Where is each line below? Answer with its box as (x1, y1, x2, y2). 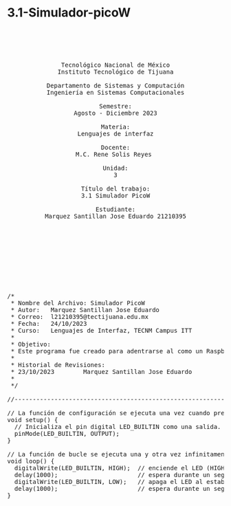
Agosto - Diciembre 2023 (74, 109, 157, 117)
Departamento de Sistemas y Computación (46, 81, 185, 89)
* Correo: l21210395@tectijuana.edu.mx (10, 313, 149, 320)
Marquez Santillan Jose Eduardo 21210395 (44, 212, 187, 220)
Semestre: (99, 102, 132, 110)
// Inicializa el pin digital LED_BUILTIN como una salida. (14, 423, 221, 430)
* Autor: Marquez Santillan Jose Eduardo (10, 306, 160, 313)
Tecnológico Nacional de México (60, 60, 170, 69)
